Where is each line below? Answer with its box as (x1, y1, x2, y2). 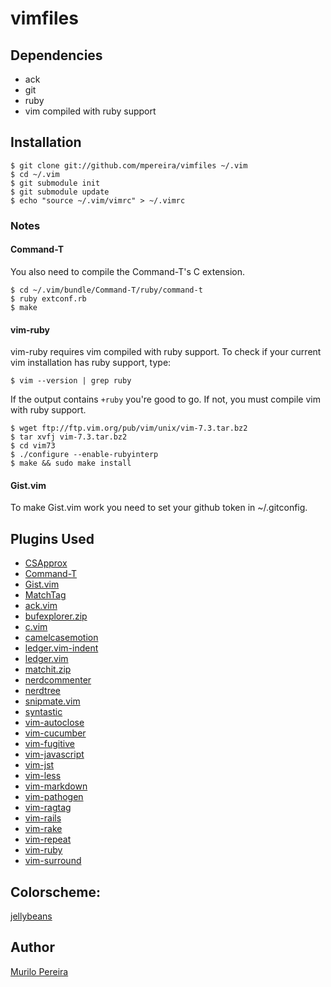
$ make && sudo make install (10, 458, 132, 469)
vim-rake (24, 823, 63, 835)
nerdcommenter (24, 674, 92, 686)
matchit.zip (24, 663, 72, 676)
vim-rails (24, 812, 62, 824)
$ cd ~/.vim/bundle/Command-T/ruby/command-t (10, 285, 203, 295)
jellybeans (10, 910, 53, 922)
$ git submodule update (10, 187, 110, 197)
